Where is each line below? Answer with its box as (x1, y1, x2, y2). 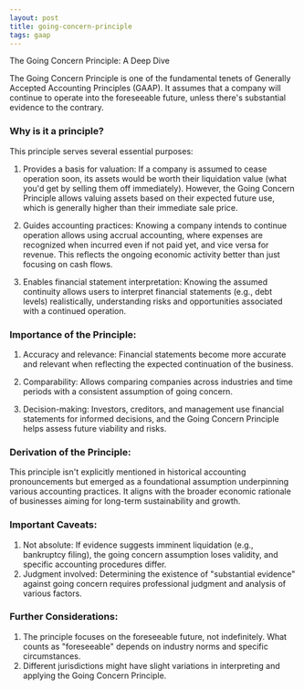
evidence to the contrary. (9, 102, 105, 113)
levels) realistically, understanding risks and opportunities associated (22, 296, 283, 307)
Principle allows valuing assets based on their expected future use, (22, 193, 276, 204)
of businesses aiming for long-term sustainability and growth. (9, 496, 241, 507)
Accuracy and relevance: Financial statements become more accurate (22, 349, 287, 360)
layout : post (9, 13, 59, 23)
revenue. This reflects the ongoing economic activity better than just (22, 248, 280, 260)
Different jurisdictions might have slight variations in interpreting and (22, 660, 280, 671)
